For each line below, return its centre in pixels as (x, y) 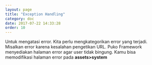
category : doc (20, 19)
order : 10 (15, 28)
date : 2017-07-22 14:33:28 (33, 23)
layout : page (19, 10)
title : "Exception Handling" (35, 14)
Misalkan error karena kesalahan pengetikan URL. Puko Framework (74, 47)
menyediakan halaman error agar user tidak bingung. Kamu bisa (71, 52)
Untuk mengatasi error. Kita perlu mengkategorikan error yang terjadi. (76, 42)
